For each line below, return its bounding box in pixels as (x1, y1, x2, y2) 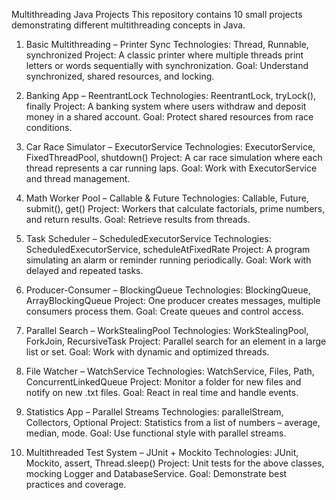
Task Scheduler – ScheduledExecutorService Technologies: (25, 233, 272, 244)
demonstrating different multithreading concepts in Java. (11, 19, 246, 31)
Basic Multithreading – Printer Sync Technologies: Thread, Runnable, (25, 39, 309, 50)
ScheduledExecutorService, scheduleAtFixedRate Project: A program (25, 244, 311, 255)
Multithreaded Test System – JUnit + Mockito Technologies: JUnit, (25, 447, 299, 458)
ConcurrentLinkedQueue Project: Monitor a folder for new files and (25, 376, 302, 388)
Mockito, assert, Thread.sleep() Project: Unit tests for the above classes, (25, 457, 325, 469)
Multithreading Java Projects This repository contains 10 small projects (11, 9, 303, 20)
